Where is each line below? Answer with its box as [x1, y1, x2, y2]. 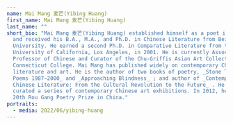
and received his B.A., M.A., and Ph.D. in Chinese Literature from [13, 36, 216, 43]
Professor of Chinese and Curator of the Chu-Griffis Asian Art [13, 56, 203, 62]
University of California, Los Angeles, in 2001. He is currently [13, 49, 209, 56]
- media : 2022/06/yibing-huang [13, 107, 104, 114]
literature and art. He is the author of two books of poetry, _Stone [13, 68, 222, 75]
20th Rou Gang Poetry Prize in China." [13, 94, 129, 101]
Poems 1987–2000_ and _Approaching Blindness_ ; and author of [13, 74, 200, 82]
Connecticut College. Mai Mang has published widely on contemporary [13, 62, 218, 69]
